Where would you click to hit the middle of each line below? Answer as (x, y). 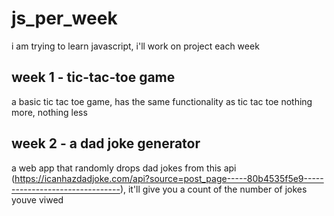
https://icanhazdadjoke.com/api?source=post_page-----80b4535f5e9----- (169, 178)
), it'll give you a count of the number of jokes (213, 189)
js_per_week (64, 18)
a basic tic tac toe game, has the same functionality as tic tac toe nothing (162, 101)
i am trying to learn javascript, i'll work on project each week (135, 46)
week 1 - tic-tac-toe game (93, 77)
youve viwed (37, 199)
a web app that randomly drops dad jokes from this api (124, 168)
